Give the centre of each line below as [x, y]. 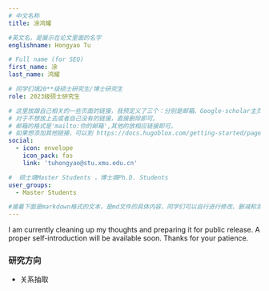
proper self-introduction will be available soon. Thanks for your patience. [128, 238]
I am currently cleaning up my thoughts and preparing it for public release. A [134, 230]
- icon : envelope [44, 148]
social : [21, 141]
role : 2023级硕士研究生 [44, 96]
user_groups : [30, 185]
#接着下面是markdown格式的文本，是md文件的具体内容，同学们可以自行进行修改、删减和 [132, 207]
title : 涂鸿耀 [30, 23]
